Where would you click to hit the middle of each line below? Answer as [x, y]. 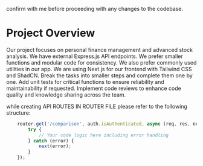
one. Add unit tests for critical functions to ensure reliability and [85, 81]
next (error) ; [55, 146]
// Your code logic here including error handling [104, 135]
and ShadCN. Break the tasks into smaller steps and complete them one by [100, 75]
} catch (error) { [51, 141]
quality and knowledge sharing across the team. [66, 94]
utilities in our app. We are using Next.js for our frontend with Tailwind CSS [99, 69]
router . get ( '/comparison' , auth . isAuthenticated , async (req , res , [104, 124]
